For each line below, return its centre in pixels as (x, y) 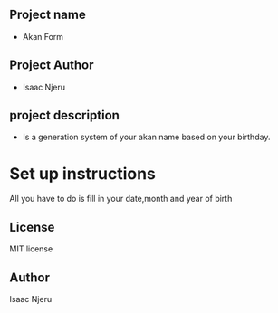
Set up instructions (83, 173)
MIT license (31, 249)
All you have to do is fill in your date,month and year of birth (121, 199)
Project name (48, 15)
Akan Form (43, 36)
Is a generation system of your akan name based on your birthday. (146, 137)
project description (65, 115)
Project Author (52, 66)
